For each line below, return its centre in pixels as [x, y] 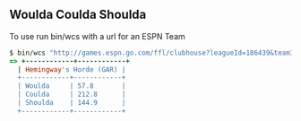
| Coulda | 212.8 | [72, 95]
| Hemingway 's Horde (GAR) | [72, 69]
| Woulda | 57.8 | [72, 86]
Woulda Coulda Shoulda [78, 15]
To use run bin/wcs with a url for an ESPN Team [97, 36]
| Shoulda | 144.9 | [72, 103]
